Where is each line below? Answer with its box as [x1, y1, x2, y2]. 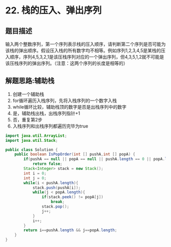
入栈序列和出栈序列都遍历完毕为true [12, 123, 89, 129]
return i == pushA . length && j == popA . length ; [23, 228, 117, 233]
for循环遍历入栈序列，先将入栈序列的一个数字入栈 [12, 97, 117, 104]
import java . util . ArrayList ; [5, 133, 67, 138]
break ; [50, 200, 65, 205]
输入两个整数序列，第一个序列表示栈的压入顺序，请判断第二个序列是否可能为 [5, 41, 166, 47]
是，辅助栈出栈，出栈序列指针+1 [12, 110, 80, 116]
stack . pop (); [41, 204, 70, 209]
